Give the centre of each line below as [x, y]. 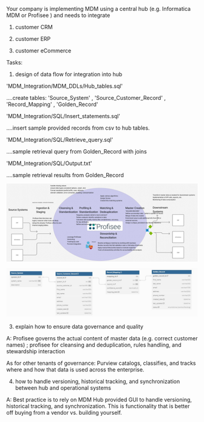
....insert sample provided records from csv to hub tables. [78, 128]
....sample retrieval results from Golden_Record [65, 175]
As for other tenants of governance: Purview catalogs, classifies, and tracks [101, 363]
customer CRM [34, 27]
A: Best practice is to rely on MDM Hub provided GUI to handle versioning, [99, 399]
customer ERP [33, 39]
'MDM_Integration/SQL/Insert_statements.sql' [63, 116]
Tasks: [15, 62]
